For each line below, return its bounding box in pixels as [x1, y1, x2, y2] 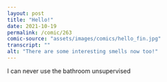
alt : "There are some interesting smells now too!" [7, 49, 158, 55]
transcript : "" [7, 42, 51, 49]
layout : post [7, 10, 45, 17]
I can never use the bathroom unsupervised [7, 66, 131, 75]
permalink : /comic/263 [7, 29, 72, 36]
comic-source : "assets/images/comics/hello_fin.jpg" [7, 36, 162, 42]
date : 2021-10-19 [7, 23, 57, 29]
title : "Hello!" [7, 16, 54, 23]
